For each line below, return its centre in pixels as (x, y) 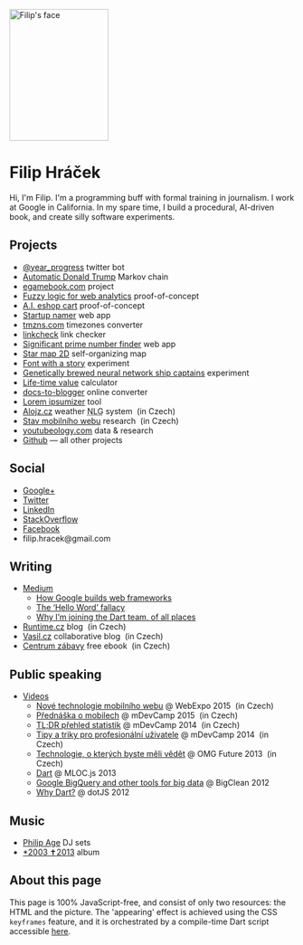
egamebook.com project (68, 286)
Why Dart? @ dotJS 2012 (82, 792)
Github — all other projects (72, 439)
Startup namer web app (66, 315)
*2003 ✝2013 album (61, 852)
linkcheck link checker (64, 334)
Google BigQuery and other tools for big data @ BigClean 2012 (152, 783)
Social (27, 469)
